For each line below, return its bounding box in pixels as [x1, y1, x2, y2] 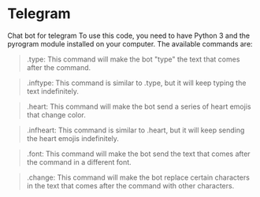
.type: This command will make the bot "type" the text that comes [26, 54, 240, 64]
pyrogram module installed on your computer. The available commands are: [7, 39, 253, 48]
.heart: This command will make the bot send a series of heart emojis [26, 102, 251, 111]
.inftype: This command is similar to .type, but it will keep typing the [26, 78, 247, 87]
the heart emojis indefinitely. [26, 133, 120, 143]
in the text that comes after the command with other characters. [26, 180, 235, 190]
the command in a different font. [26, 157, 132, 166]
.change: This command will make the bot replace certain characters [26, 173, 250, 182]
